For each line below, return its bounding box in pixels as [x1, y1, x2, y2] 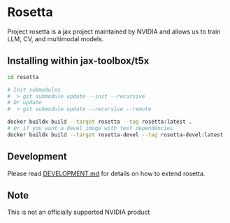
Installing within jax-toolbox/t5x [7, 55, 150, 67]
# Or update [7, 99, 42, 106]
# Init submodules [7, 86, 61, 93]
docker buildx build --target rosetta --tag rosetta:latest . [7, 118, 192, 126]
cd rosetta [7, 73, 39, 80]
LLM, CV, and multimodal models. [7, 34, 104, 43]
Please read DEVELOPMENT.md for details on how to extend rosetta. [7, 169, 206, 178]
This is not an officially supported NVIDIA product [7, 208, 150, 217]
